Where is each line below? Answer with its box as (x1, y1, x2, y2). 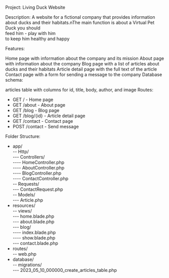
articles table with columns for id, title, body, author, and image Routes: (5, 87, 153, 93)
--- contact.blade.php (12, 240, 58, 246)
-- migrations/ (12, 262, 42, 268)
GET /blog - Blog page (12, 108, 60, 113)
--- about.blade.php (12, 219, 55, 225)
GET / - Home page (12, 96, 54, 102)
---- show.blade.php (12, 235, 56, 240)
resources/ (12, 202, 35, 208)
